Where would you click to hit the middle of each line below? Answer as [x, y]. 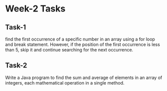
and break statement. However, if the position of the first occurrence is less [83, 44]
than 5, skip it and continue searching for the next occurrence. [69, 50]
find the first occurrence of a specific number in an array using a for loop [80, 39]
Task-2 [16, 65]
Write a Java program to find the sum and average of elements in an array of [84, 77]
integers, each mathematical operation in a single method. [65, 82]
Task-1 [16, 27]
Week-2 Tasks [35, 9]
